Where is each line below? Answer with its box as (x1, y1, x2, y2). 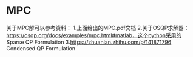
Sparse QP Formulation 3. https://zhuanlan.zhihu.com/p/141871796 (6, 38, 172, 46)
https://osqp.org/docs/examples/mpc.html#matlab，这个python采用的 (6, 31, 182, 39)
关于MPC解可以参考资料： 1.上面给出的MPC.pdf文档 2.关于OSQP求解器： (6, 24, 189, 31)
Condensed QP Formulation (6, 44, 76, 52)
